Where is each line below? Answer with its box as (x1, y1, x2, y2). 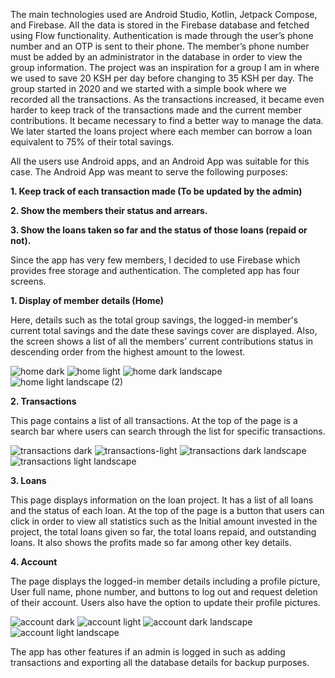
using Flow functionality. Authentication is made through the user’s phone (10, 30, 314, 41)
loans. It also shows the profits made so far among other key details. (10, 537, 292, 548)
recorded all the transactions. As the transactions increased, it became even (10, 94, 325, 105)
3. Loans (10, 475, 47, 486)
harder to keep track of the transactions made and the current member (10, 104, 302, 116)
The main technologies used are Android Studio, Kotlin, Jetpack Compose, (10, 9, 318, 20)
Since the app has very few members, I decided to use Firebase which (10, 254, 301, 266)
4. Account (10, 556, 58, 568)
